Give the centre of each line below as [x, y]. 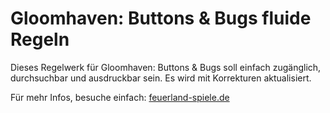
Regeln [40, 39]
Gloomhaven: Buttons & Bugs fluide [161, 18]
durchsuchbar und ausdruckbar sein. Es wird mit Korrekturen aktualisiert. [161, 78]
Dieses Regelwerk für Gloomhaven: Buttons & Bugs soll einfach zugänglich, [166, 67]
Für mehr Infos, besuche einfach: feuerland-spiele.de [120, 97]
